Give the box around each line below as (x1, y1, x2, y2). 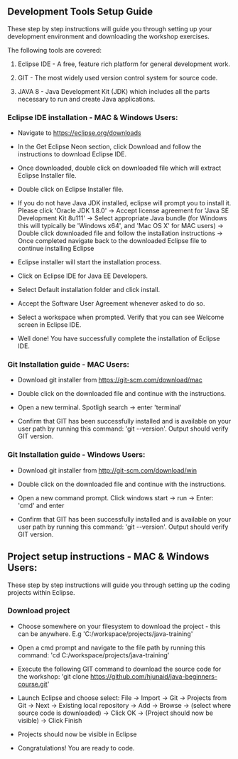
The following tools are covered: (7, 45, 102, 54)
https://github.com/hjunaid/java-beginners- (90, 672, 218, 681)
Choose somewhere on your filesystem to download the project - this (17, 622, 221, 630)
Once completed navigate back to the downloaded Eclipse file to (17, 237, 207, 245)
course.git (17, 679, 48, 688)
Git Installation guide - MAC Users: (7, 360, 130, 370)
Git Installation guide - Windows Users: (7, 450, 146, 460)
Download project (7, 605, 70, 615)
